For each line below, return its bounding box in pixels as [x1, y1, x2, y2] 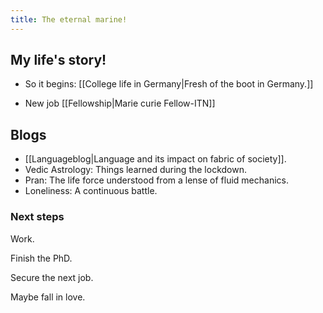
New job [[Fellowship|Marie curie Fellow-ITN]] [24, 97, 216, 110]
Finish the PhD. [10, 252, 73, 264]
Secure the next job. [10, 271, 94, 283]
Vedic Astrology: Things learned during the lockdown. [24, 164, 247, 176]
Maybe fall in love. [10, 291, 86, 303]
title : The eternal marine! [10, 14, 128, 25]
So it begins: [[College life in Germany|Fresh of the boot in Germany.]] [24, 78, 314, 90]
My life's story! [10, 52, 107, 69]
